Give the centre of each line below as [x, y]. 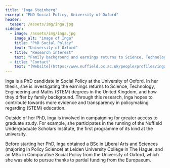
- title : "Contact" [30, 62]
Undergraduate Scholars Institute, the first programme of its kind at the [79, 129]
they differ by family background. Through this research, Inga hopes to [79, 97]
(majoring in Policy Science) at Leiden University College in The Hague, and [84, 149]
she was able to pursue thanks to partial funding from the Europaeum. [78, 160]
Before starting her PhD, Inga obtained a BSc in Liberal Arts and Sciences [82, 144]
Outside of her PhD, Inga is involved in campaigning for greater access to [81, 118]
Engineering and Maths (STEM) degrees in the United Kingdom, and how [81, 92]
